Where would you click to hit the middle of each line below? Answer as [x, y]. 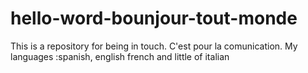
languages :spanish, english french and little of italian [120, 56]
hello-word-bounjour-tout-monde [154, 18]
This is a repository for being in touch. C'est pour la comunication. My [154, 46]
